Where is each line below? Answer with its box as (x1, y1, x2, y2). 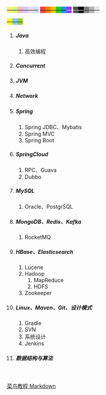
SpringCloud (15, 150, 49, 157)
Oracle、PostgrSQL (24, 203, 73, 210)
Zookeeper (24, 289, 52, 296)
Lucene (24, 264, 44, 271)
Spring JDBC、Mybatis (24, 124, 82, 131)
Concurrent (15, 62, 46, 69)
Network (15, 92, 39, 100)
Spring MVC (24, 130, 55, 137)
